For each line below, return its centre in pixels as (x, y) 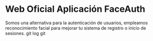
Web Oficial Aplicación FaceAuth (75, 9)
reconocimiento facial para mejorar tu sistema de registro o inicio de (76, 28)
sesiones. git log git (25, 33)
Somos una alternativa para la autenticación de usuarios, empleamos (76, 23)
